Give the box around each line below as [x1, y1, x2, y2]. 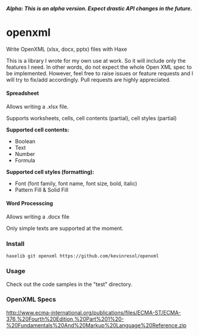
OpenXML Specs [6, 296, 56, 304]
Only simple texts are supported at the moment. [6, 225, 124, 232]
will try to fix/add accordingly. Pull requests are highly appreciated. [6, 76, 171, 83]
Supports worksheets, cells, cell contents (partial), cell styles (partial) [6, 114, 177, 122]
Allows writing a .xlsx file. [6, 103, 69, 110]
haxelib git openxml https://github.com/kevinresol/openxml [6, 253, 160, 259]
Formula [14, 156, 36, 164]
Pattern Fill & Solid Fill [14, 186, 69, 193]
